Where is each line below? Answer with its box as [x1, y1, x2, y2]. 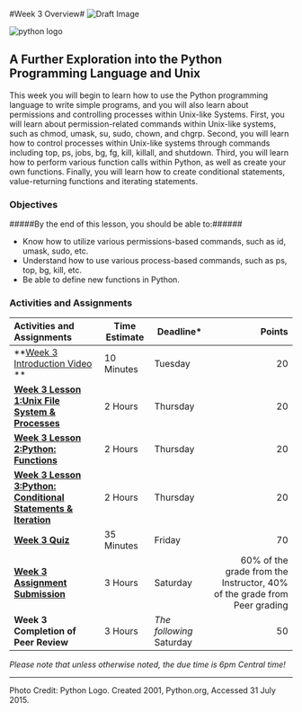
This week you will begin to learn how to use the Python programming [9, 90, 269, 101]
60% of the [240, 554, 289, 566]
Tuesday [154, 358, 191, 370]
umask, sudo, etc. [22, 245, 89, 256]
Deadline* [156, 325, 202, 338]
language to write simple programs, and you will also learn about [9, 99, 249, 110]
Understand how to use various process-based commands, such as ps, [22, 255, 288, 266]
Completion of [13, 625, 76, 637]
